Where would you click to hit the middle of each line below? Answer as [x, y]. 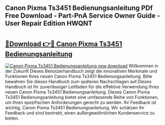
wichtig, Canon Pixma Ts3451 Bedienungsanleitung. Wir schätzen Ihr [75, 108]
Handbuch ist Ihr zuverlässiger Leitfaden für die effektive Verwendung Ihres [82, 87]
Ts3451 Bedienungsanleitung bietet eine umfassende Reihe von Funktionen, [82, 97]
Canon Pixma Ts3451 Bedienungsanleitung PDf [79, 8]
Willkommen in [144, 66]
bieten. [12, 118]
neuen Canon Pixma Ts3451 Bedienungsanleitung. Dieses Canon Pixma [78, 92]
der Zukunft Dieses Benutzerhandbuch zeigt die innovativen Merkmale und [81, 71]
